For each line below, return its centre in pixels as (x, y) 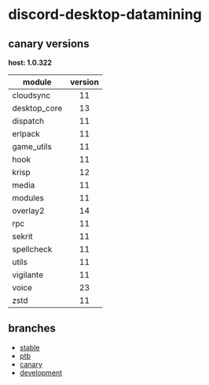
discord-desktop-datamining (105, 15)
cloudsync (31, 95)
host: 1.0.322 (30, 62)
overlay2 (28, 211)
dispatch (28, 121)
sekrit (22, 236)
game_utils (32, 146)
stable (29, 347)
